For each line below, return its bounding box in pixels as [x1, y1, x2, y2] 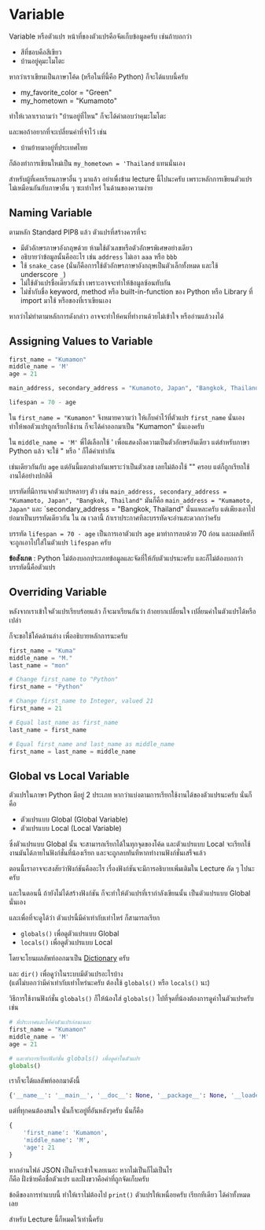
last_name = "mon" [9, 661, 69, 670]
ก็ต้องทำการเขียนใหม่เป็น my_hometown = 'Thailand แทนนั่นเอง [9, 158, 186, 168]
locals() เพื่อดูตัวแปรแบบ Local [20, 938, 113, 947]
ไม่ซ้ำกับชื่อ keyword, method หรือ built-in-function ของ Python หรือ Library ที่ [20, 286, 253, 296]
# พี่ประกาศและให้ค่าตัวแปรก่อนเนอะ [9, 1018, 91, 1026]
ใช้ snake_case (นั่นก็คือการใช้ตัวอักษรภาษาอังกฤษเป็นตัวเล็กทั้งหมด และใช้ [20, 260, 219, 270]
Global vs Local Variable [9, 769, 130, 782]
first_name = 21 [9, 704, 62, 712]
